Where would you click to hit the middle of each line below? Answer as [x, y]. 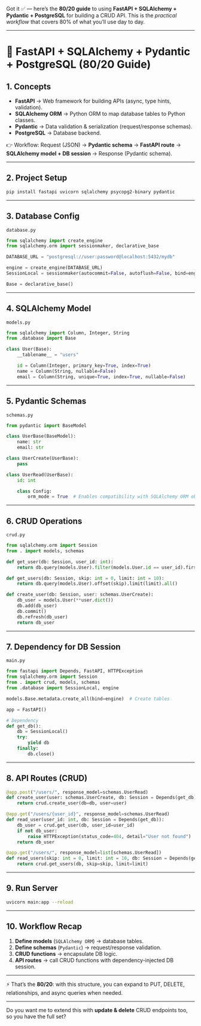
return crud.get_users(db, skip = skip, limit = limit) [83, 864]
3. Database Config [43, 216]
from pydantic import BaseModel [46, 426]
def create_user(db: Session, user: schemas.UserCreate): [80, 595]
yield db [39, 743]
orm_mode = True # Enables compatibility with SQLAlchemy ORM [108, 497]
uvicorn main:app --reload [40, 902]
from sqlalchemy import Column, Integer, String [68, 333]
